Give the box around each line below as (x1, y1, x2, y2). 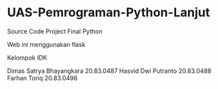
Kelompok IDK (7, 53, 47, 62)
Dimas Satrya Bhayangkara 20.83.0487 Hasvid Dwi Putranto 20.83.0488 (7, 67, 212, 75)
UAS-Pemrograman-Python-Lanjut (7, 5, 210, 20)
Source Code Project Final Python (7, 27, 103, 35)
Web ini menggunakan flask (7, 40, 86, 48)
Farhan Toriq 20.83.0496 (7, 73, 77, 82)
